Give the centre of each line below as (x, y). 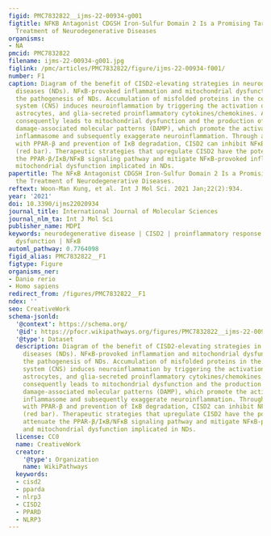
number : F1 (27, 76)
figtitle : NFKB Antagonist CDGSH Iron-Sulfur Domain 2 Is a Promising (129, 23)
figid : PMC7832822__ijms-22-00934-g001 (75, 16)
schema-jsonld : (34, 316)
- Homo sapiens (34, 287)
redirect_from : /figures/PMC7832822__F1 (77, 294)
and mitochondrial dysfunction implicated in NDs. (110, 429)
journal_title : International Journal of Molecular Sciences (113, 211)
